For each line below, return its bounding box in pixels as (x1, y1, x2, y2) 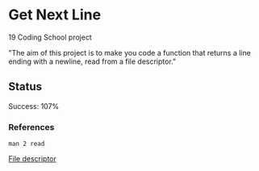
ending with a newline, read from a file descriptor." (8, 56, 176, 66)
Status (8, 80, 43, 94)
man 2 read (8, 140, 45, 148)
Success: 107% (8, 101, 60, 111)
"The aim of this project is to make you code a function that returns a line (8, 48, 252, 57)
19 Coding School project (8, 32, 93, 42)
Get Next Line (8, 6, 102, 24)
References (8, 121, 55, 132)
